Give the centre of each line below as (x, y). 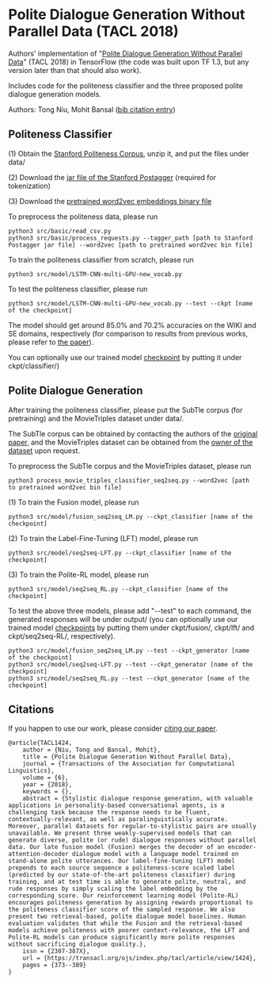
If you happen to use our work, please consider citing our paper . (113, 728)
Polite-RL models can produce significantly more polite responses (122, 938)
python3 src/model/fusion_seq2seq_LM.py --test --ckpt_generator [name (129, 651)
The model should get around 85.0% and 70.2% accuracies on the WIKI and (132, 325)
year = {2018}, (47, 785)
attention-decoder (38, 854)
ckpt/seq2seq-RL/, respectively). (62, 635)
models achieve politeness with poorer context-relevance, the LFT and (129, 931)
